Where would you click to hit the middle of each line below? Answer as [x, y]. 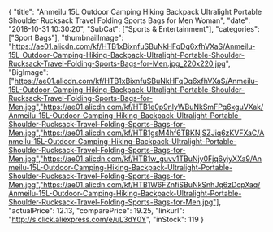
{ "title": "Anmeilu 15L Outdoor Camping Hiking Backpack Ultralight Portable [135, 12]
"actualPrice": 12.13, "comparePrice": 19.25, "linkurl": [97, 210]
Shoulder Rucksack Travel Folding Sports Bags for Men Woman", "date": [130, 20]
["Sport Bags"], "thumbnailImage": [66, 37]
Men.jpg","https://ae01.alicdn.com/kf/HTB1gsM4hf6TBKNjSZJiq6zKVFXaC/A [136, 133]
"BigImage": [28, 72]
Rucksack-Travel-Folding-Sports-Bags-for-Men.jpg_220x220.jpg [117, 63]
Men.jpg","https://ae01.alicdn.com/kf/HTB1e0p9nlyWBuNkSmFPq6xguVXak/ [136, 107]
